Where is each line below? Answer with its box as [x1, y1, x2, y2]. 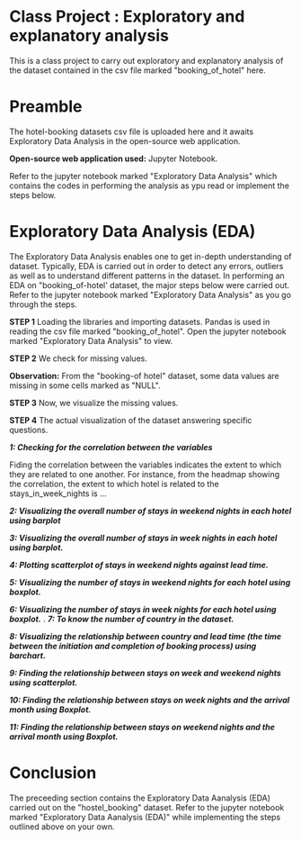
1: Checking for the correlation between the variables [9, 441, 213, 452]
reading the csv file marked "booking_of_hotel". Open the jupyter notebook [9, 326, 288, 337]
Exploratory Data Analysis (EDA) [9, 222, 256, 242]
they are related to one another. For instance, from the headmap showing [9, 468, 280, 479]
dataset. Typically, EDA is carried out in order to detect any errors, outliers [9, 260, 284, 271]
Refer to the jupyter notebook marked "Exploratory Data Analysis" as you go [9, 289, 292, 300]
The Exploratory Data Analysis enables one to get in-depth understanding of [9, 250, 292, 262]
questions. [9, 424, 49, 435]
